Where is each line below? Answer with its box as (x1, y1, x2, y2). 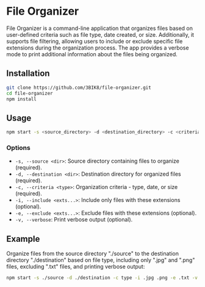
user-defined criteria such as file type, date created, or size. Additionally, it (6, 31, 194, 38)
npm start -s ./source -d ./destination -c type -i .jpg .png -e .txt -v (6, 275, 198, 281)
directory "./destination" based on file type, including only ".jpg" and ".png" (6, 256, 195, 264)
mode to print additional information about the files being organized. (6, 50, 178, 58)
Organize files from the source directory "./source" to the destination (6, 250, 179, 258)
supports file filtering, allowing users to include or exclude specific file (6, 37, 183, 45)
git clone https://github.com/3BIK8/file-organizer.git (6, 84, 151, 91)
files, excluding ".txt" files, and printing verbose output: (6, 263, 145, 270)
